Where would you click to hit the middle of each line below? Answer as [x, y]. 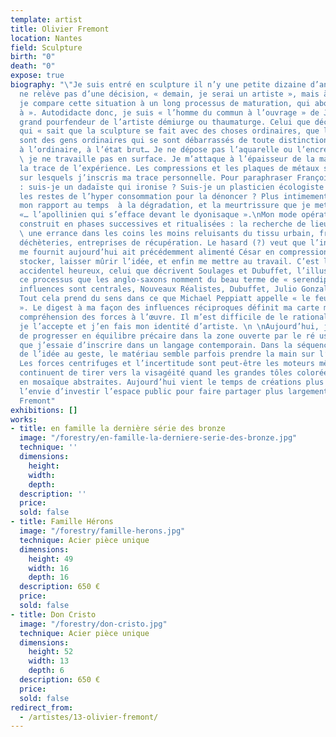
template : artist [46, 19]
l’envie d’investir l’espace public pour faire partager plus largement [174, 391]
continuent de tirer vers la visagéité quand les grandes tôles [156, 373]
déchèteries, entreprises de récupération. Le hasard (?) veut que [163, 242]
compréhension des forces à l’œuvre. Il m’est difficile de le [153, 317]
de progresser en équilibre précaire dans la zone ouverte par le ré [167, 336]
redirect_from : [42, 707]
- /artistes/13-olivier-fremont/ [89, 717]
